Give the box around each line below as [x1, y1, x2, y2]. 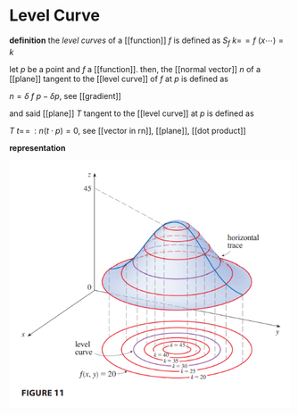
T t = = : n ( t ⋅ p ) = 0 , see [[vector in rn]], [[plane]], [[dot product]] [9, 125, 247, 136]
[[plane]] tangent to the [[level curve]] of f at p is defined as [9, 73, 229, 84]
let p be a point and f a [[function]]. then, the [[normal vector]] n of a [9, 63, 261, 74]
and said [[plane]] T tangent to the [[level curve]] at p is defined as [9, 108, 254, 119]
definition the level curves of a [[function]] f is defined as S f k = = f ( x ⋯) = [9, 35, 284, 47]
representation [9, 142, 66, 153]
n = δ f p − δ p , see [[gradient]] [9, 90, 122, 101]
